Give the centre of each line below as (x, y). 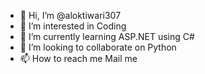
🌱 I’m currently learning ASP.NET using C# (107, 36)
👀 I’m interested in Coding (73, 26)
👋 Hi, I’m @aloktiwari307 (70, 15)
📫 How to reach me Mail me (78, 58)
